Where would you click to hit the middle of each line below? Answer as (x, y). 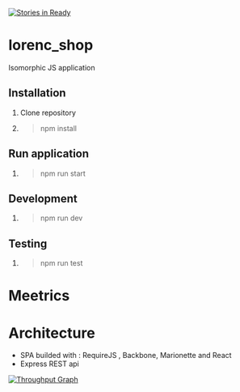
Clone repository (48, 113)
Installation (37, 93)
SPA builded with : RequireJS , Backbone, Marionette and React (126, 356)
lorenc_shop (51, 45)
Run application (49, 154)
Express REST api (49, 364)
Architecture (52, 333)
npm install (58, 128)
